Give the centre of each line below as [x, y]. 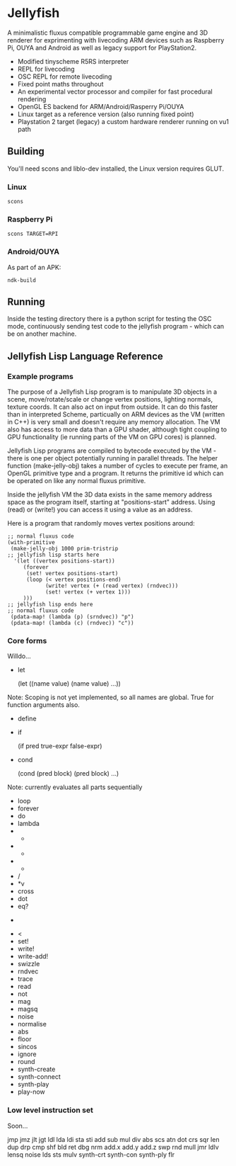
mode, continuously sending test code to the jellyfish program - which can [116, 327]
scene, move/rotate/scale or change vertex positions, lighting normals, [110, 400]
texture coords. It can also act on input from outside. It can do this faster [113, 407]
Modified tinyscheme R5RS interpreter [73, 61]
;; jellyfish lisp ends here [50, 605]
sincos [27, 1047]
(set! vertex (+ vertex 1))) [88, 592]
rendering [32, 99]
